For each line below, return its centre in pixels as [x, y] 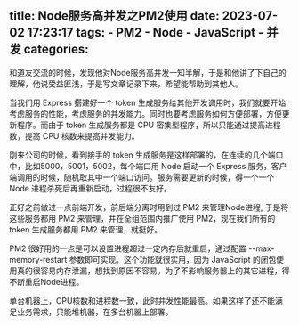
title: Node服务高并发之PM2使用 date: [114, 16]
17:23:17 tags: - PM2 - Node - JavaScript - [145, 32]
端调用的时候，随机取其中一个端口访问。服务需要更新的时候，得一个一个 [141, 177]
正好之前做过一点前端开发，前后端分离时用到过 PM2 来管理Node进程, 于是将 [149, 207]
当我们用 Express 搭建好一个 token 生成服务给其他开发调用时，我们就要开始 [148, 102]
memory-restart [38, 259]
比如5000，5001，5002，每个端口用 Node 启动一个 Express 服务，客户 [156, 166]
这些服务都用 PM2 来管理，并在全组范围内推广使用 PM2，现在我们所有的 [142, 218]
